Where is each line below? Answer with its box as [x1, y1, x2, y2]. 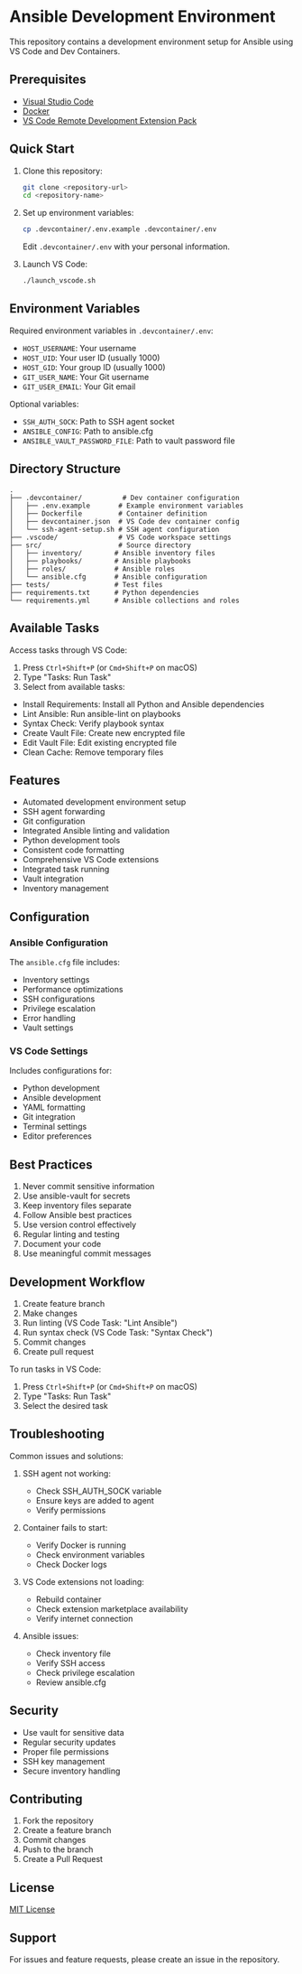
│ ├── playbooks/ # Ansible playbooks [9, 556, 192, 565]
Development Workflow [9, 1274, 146, 1290]
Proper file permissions [22, 1746, 110, 1757]
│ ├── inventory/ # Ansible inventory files [9, 548, 216, 557]
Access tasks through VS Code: [9, 644, 128, 656]
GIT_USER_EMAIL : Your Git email [22, 381, 136, 392]
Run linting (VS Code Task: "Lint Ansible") [22, 1317, 178, 1328]
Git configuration [22, 815, 86, 827]
